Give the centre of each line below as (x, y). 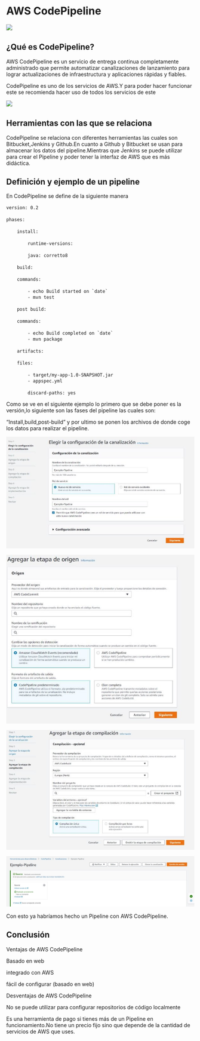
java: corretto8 (48, 256)
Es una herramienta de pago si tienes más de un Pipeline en (80, 1019)
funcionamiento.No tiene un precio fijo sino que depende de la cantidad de (98, 1025)
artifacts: (30, 351)
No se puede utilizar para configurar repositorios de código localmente (93, 1007)
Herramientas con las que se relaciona (79, 123)
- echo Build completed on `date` (70, 333)
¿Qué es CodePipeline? (50, 47)
